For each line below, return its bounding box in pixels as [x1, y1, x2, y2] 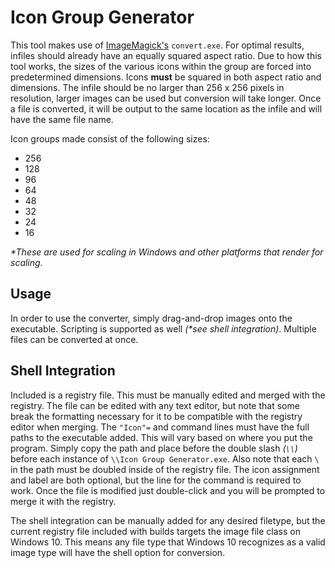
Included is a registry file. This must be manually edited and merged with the [10, 389, 326, 401]
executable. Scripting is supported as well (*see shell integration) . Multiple [10, 322, 317, 335]
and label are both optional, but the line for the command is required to [10, 474, 302, 486]
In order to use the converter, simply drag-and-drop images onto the [10, 312, 293, 324]
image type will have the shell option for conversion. [10, 546, 226, 558]
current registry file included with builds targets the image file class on [10, 525, 301, 537]
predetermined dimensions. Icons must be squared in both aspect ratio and [10, 71, 322, 83]
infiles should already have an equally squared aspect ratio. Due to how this [10, 49, 322, 61]
